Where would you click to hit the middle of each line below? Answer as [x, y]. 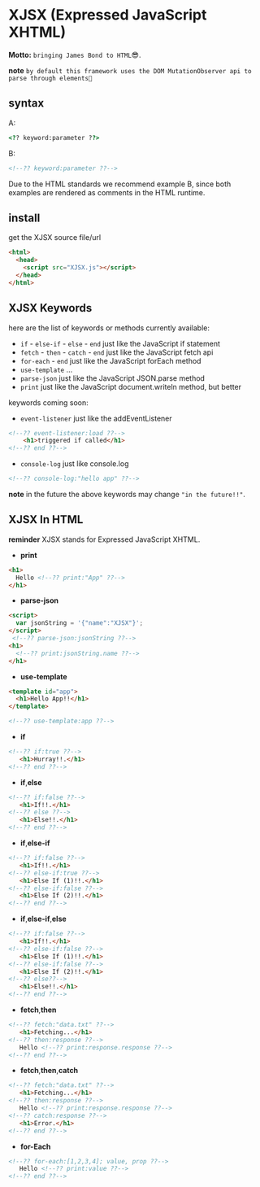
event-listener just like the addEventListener [96, 418]
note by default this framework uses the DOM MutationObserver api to [130, 70]
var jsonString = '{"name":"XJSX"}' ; [80, 623]
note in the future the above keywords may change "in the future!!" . [127, 494]
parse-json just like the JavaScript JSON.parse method [113, 378]
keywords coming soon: [48, 402]
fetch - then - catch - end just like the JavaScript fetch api [117, 352]
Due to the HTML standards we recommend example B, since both [120, 184]
